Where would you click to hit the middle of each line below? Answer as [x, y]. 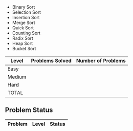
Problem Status [29, 110]
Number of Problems [101, 61]
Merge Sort [23, 22]
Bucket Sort [24, 49]
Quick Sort [23, 28]
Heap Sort [22, 43]
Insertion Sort [26, 17]
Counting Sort [26, 33]
